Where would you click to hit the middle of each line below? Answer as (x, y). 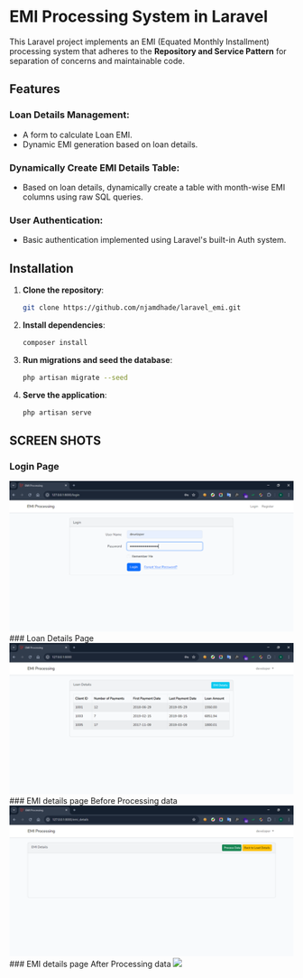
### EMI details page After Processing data (90, 964)
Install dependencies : (64, 325)
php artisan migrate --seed (75, 377)
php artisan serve (57, 413)
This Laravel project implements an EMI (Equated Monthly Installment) (139, 42)
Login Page (35, 466)
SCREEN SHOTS (55, 440)
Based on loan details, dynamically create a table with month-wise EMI (154, 187)
